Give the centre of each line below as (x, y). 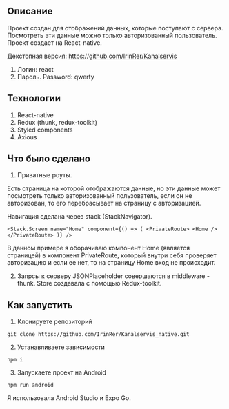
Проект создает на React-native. (54, 42)
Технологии (34, 98)
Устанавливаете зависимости (61, 347)
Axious (27, 137)
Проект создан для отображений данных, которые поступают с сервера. (115, 28)
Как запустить (40, 305)
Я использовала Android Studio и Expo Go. (69, 398)
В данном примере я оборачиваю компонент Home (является (99, 248)
